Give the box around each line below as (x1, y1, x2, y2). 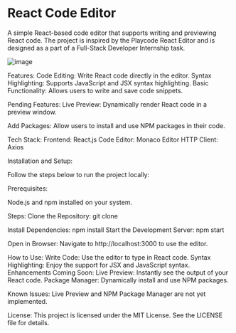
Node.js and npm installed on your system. (7, 198, 133, 206)
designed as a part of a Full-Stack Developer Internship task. (7, 43, 186, 52)
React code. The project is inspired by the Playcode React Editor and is (7, 36, 215, 44)
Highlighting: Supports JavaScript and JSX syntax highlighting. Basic (7, 78, 209, 87)
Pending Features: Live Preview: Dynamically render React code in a (7, 100, 208, 108)
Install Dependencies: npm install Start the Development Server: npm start (7, 226, 225, 234)
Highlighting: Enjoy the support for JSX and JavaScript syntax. (7, 260, 191, 269)
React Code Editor (7, 5, 117, 21)
